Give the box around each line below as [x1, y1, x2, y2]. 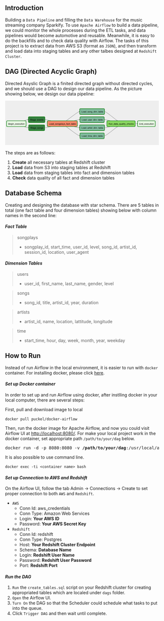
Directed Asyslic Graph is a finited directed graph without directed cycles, [5, 80, 154, 86]
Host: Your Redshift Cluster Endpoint [19, 542, 96, 548]
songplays [17, 234, 38, 240]
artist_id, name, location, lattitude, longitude [24, 319, 113, 325]
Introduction [5, 4, 44, 12]
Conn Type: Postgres [19, 536, 62, 542]
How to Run [5, 352, 41, 360]
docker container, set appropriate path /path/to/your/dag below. [5, 436, 135, 442]
